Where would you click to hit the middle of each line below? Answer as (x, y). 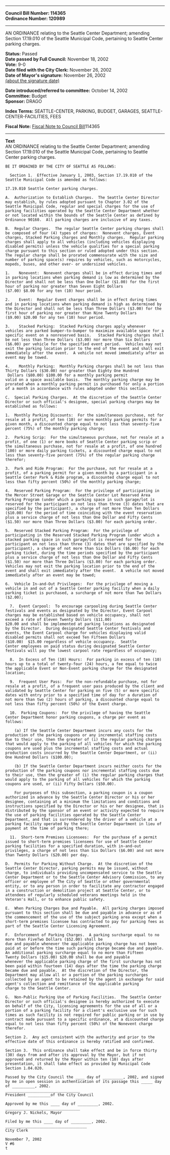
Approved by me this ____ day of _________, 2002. (60, 1104)
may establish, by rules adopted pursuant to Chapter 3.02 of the (77, 202)
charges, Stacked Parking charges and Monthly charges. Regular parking (85, 238)
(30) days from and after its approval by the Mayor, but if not (75, 1055)
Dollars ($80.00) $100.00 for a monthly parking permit (68, 375)
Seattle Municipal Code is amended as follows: (56, 180)
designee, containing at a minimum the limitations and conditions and (82, 802)
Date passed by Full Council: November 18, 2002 (57, 59)
